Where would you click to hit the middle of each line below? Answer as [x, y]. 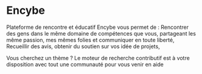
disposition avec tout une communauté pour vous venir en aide [85, 64]
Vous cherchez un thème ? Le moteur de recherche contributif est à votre [98, 58]
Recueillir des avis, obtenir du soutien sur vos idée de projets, [83, 46]
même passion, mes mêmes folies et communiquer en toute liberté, [90, 40]
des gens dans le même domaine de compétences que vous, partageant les [101, 33]
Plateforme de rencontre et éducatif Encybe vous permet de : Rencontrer [98, 27]
